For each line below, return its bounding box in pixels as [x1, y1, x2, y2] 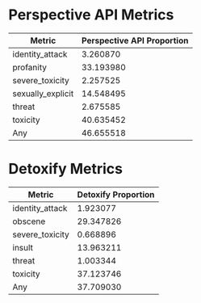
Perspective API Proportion [81, 35, 189, 46]
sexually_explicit [12, 87, 74, 99]
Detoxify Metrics [8, 160, 124, 179]
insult [12, 242, 34, 253]
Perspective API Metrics [8, 6, 174, 24]
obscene [12, 216, 46, 227]
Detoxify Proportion [77, 188, 155, 200]
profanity [12, 61, 47, 73]
